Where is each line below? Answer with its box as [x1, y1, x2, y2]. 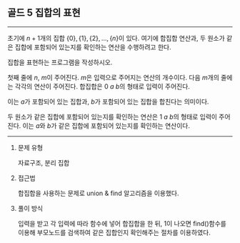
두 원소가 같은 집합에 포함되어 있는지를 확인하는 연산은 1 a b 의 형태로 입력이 [7, 112, 218, 121]
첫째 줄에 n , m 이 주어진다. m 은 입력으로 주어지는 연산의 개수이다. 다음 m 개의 [7, 73, 220, 81]
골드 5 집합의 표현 [7, 6, 81, 19]
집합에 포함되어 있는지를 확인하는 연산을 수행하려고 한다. [14, 42, 171, 51]
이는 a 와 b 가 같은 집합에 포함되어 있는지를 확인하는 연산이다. [22, 121, 191, 130]
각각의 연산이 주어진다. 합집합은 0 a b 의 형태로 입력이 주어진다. [14, 81, 191, 91]
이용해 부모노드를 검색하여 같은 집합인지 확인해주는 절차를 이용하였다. [17, 228, 211, 237]
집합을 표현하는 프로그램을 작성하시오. [7, 58, 113, 66]
